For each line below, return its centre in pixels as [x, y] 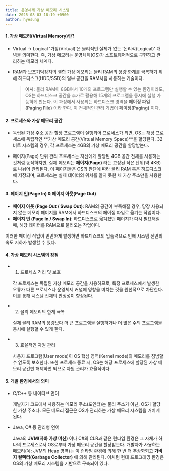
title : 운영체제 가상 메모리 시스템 [37, 10]
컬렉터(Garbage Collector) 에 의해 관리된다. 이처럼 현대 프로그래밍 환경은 [91, 457]
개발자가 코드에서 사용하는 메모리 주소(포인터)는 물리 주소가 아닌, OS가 [82, 404]
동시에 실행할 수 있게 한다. [38, 329]
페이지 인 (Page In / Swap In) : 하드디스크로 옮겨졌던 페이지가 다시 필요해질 [86, 219]
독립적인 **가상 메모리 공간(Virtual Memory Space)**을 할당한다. [91, 139]
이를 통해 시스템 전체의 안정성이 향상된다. [53, 296]
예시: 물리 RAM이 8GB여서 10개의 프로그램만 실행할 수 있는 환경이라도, [95, 89]
